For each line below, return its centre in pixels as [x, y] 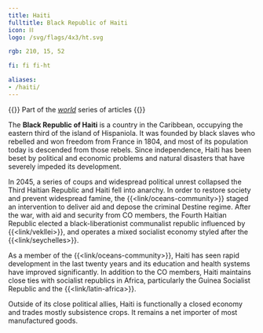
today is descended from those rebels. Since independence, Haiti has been [130, 149]
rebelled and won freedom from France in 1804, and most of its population [128, 141]
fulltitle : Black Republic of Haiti [68, 23]
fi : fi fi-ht [29, 66]
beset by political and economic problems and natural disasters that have [126, 158]
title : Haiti [29, 15]
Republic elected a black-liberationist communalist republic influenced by [127, 223]
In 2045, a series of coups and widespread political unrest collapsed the [125, 181]
